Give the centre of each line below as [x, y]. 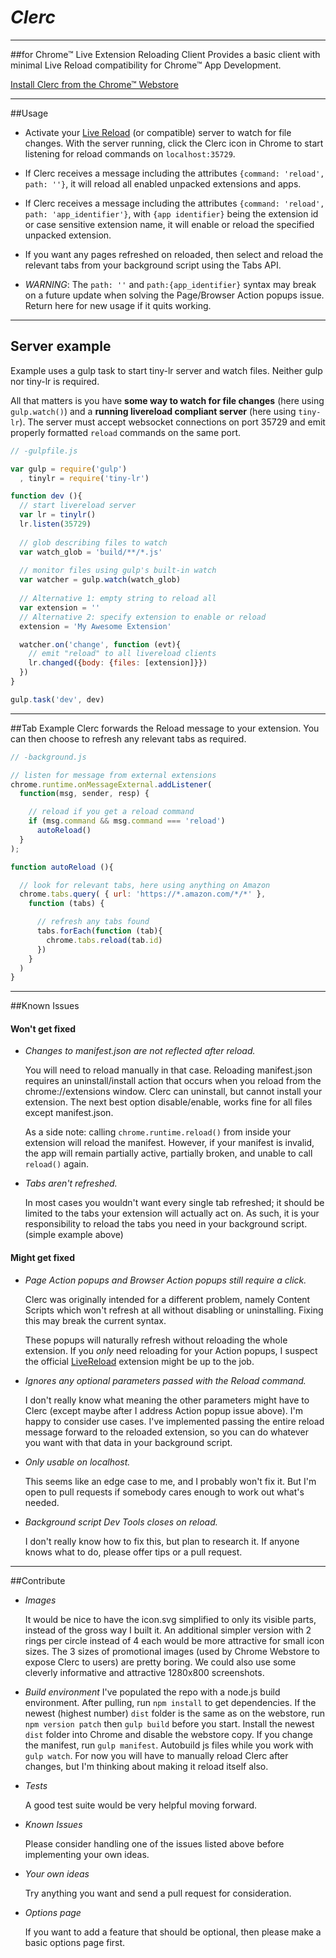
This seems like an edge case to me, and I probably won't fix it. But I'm [170, 1481]
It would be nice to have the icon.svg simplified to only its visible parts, [170, 1619]
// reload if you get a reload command [111, 812]
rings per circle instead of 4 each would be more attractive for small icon [174, 1640]
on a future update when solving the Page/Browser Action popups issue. [174, 295]
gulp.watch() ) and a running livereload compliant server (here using [153, 411]
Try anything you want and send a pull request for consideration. [158, 1893]
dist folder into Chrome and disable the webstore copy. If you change [168, 1734]
